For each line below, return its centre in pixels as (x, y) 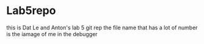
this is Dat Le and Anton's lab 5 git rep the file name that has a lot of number (102, 28)
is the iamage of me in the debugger (52, 34)
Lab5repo (31, 11)
